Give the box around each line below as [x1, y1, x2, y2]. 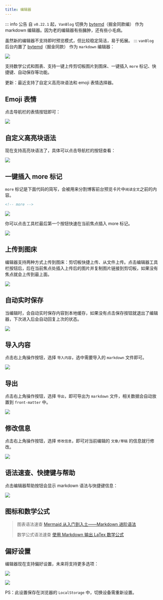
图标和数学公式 [5, 507, 50, 516]
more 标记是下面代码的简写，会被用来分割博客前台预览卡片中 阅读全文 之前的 [5, 186, 153, 192]
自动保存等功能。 [17, 69, 52, 75]
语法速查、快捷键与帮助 [5, 469, 75, 477]
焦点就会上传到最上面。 [5, 271, 52, 277]
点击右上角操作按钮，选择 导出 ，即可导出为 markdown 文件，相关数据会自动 [5, 393, 152, 399]
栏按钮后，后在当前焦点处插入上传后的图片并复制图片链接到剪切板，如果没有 [5, 265, 158, 271]
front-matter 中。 [14, 399, 51, 405]
